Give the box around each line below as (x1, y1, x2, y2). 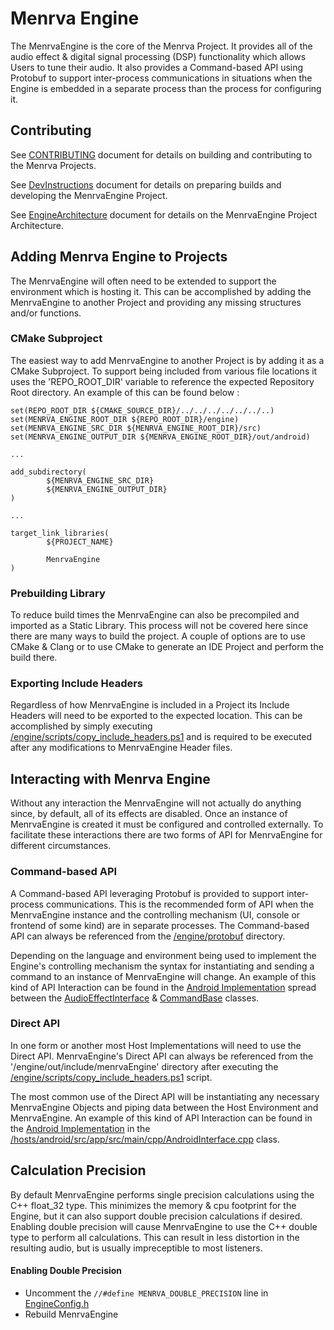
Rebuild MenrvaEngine (24, 1308, 119, 1320)
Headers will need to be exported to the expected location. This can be (10, 710, 303, 722)
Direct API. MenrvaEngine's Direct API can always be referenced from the (10, 1050, 314, 1062)
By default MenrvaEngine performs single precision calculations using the (10, 1188, 315, 1201)
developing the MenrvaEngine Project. (10, 189, 168, 201)
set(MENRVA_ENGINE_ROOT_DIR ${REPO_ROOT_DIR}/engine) (10, 414, 240, 424)
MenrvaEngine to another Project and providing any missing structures (10, 296, 302, 308)
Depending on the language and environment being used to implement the (10, 949, 317, 961)
